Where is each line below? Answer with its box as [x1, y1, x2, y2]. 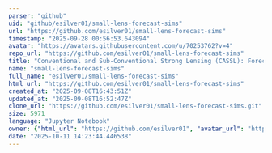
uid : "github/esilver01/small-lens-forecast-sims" [8, 19, 183, 28]
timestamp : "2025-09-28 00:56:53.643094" [8, 34, 151, 43]
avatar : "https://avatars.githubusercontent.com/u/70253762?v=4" [8, 42, 233, 50]
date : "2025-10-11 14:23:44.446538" [8, 132, 132, 140]
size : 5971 [8, 110, 45, 118]
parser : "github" [8, 11, 67, 20]
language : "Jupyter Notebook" [8, 117, 111, 125]
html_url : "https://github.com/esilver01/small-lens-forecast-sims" [8, 79, 244, 87]
